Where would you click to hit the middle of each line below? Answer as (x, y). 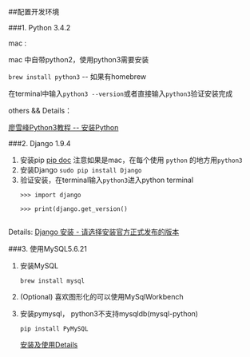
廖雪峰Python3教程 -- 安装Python (63, 127)
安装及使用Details (49, 345)
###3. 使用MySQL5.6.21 (48, 249)
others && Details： (40, 111)
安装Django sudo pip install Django (81, 170)
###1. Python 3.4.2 (40, 28)
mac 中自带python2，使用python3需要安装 (79, 59)
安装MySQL (39, 266)
